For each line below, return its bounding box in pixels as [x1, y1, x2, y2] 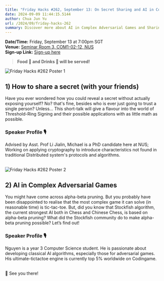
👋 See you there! [5, 270, 39, 277]
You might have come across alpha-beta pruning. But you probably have [5, 194, 151, 200]
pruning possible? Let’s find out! [15, 220, 80, 226]
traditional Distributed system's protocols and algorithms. [5, 152, 121, 158]
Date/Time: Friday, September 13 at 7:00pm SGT [5, 39, 103, 45]
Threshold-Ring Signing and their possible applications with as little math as [5, 111, 158, 117]
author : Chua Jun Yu [5, 16, 47, 21]
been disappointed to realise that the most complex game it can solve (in [5, 199, 151, 205]
